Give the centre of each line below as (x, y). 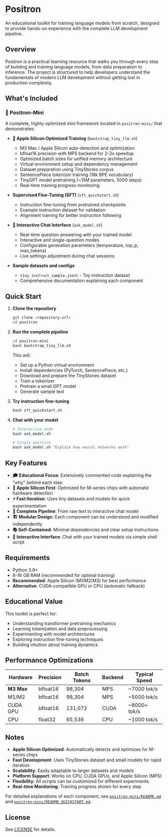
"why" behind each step (37, 482)
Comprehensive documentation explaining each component (81, 280)
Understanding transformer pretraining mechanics (64, 623)
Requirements (27, 558)
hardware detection (32, 493)
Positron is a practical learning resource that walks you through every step (82, 61)
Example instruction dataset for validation (63, 210)
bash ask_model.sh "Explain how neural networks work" (71, 447)
